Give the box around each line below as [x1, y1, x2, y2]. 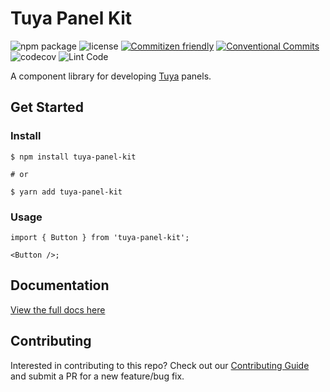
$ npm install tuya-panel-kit [10, 152, 137, 162]
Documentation [10, 277, 110, 294]
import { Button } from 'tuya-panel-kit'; [10, 232, 190, 242]
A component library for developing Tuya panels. [10, 70, 212, 82]
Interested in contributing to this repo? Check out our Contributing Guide [10, 359, 310, 371]
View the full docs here [10, 303, 106, 316]
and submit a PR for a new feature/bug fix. [10, 370, 185, 382]
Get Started [10, 99, 84, 116]
